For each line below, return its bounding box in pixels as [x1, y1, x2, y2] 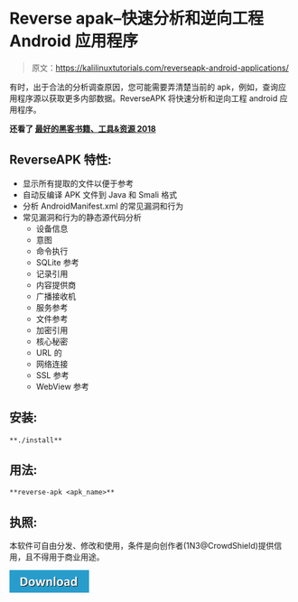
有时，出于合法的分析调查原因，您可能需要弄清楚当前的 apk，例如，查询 [9, 81, 279, 92]
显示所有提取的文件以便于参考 [22, 178, 134, 189]
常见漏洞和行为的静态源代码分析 [22, 211, 142, 222]
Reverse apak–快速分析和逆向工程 [9, 8, 265, 29]
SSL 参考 [35, 369, 70, 380]
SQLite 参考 [35, 256, 79, 267]
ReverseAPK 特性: [9, 153, 112, 168]
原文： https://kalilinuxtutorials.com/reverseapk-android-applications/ [31, 62, 289, 73]
